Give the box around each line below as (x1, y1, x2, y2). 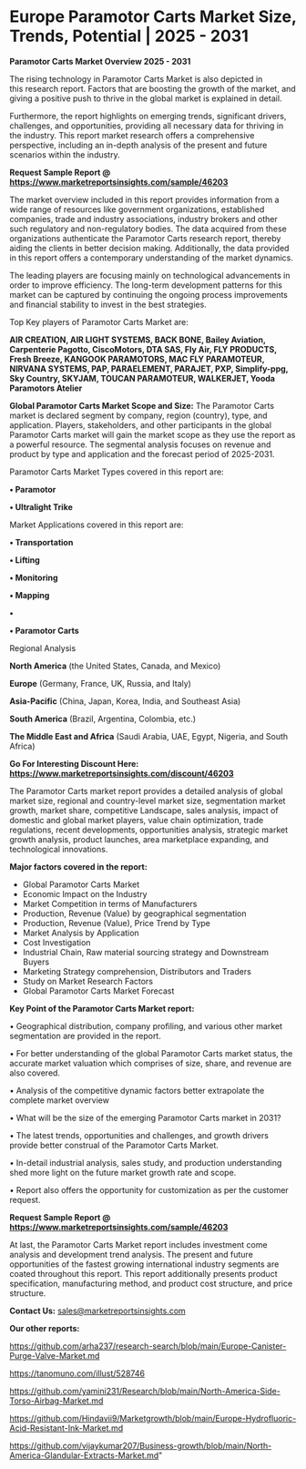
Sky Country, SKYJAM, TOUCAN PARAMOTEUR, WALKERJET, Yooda (9, 372, 276, 383)
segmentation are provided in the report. (9, 1030, 161, 1041)
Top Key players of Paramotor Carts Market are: (9, 316, 189, 327)
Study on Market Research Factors (22, 975, 153, 986)
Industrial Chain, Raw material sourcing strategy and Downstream (22, 946, 269, 957)
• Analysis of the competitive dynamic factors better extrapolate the (9, 1085, 265, 1096)
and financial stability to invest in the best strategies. (9, 299, 207, 310)
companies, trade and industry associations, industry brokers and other (9, 213, 278, 224)
